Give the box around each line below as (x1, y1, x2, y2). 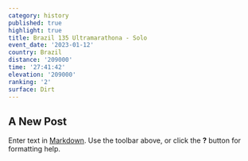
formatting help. (8, 144, 61, 154)
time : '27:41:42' (8, 63, 66, 71)
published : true (8, 19, 62, 27)
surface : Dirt (8, 85, 56, 94)
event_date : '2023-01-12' (8, 41, 94, 49)
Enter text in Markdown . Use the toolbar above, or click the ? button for (8, 136, 241, 145)
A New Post (8, 114, 68, 128)
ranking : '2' (8, 78, 52, 86)
